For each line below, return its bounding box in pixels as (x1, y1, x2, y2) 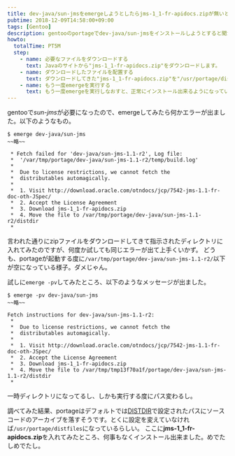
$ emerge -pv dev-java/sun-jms (7, 292, 99, 299)
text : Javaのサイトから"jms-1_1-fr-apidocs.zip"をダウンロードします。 (25, 62, 221, 69)
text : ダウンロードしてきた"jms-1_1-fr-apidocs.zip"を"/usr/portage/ (25, 75, 222, 82)
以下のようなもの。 (19, 117, 75, 126)
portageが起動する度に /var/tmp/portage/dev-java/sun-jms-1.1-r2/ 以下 (19, 254, 226, 263)
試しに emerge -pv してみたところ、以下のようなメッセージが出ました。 (7, 278, 210, 286)
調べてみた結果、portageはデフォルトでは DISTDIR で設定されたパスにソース (7, 406, 225, 415)
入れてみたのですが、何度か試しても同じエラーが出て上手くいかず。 (7, 246, 202, 254)
